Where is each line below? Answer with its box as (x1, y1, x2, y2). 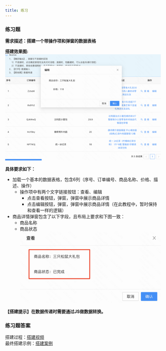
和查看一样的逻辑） (27, 207, 67, 213)
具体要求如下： (5, 166, 36, 172)
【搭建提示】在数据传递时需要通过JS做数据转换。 (5, 309, 106, 314)
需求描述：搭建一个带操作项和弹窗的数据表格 (5, 38, 96, 44)
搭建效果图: (5, 48, 29, 54)
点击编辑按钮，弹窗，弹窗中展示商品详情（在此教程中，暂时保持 (27, 201, 157, 207)
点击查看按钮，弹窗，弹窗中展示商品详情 (27, 195, 110, 201)
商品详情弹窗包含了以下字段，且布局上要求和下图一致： (12, 213, 125, 219)
